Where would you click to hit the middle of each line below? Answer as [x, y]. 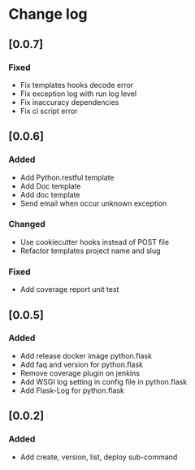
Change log [48, 14]
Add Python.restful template [67, 177]
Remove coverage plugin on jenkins [80, 373]
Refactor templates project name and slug [90, 250]
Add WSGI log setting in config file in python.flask [104, 381]
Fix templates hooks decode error [77, 85]
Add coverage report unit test [69, 289]
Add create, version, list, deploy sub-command [99, 457]
